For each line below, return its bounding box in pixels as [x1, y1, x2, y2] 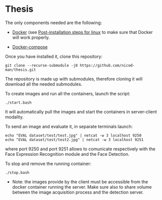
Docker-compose [12, 44, 48, 50]
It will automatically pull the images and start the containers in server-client [5, 109, 157, 114]
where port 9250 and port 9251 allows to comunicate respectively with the [5, 146, 156, 152]
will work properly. [12, 34, 50, 40]
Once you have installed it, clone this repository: [5, 53, 103, 59]
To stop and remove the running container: [5, 161, 92, 167]
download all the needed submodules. [5, 81, 82, 87]
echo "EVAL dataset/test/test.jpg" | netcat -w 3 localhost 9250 [5, 133, 141, 138]
